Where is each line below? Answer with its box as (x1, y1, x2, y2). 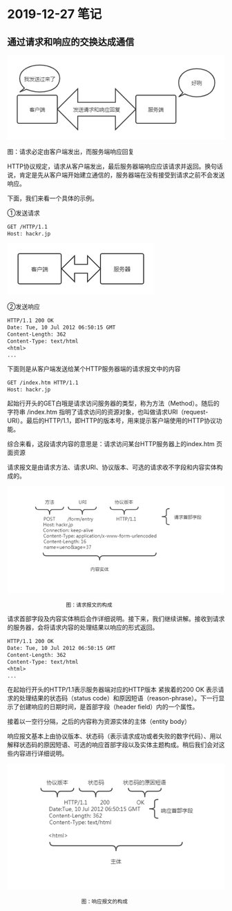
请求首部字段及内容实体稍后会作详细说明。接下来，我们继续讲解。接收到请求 (7, 615, 225, 623)
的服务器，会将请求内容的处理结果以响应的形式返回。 (7, 623, 159, 632)
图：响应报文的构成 (81, 899, 128, 905)
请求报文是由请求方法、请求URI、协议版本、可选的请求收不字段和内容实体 (7, 463, 217, 471)
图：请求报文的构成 (66, 602, 113, 608)
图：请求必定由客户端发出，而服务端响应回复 (7, 147, 135, 155)
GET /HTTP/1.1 (7, 223, 48, 230)
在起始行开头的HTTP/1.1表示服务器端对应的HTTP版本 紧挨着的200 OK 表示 (7, 685, 219, 694)
